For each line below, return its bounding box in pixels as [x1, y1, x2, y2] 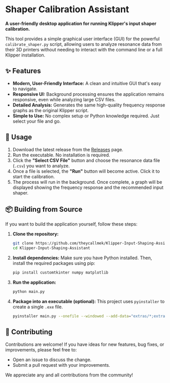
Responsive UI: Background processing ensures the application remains [12, 91, 164, 97]
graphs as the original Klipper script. [12, 107, 89, 113]
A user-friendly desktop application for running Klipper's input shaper [5, 20, 156, 26]
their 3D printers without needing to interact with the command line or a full [5, 46, 163, 52]
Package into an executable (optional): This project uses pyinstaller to [12, 298, 165, 304]
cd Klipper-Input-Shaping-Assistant [12, 245, 90, 251]
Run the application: [12, 279, 57, 285]
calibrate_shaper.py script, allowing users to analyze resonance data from [5, 41, 162, 47]
